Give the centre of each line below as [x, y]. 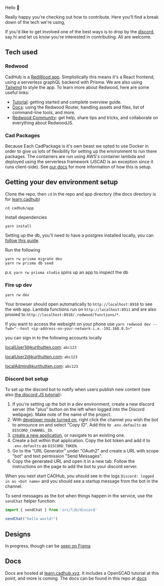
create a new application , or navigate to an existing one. [69, 435]
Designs [18, 534]
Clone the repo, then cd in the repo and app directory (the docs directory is [81, 194]
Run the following [23, 250]
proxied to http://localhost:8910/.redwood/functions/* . [62, 315]
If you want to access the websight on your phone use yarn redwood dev [78, 324]
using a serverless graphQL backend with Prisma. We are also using [74, 82]
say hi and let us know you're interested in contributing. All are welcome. [78, 37]
